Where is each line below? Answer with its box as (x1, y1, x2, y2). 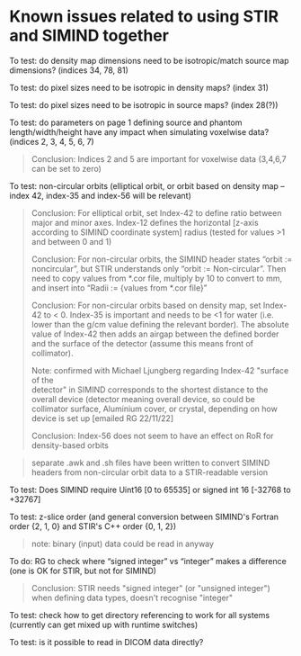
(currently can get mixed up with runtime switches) (9, 619, 199, 630)
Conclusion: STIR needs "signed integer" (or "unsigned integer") (31, 582, 271, 593)
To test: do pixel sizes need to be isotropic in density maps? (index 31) (9, 82, 270, 93)
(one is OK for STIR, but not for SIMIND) (9, 565, 157, 576)
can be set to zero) (31, 163, 102, 174)
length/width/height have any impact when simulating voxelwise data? (9, 126, 270, 137)
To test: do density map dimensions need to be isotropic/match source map (9, 55, 289, 66)
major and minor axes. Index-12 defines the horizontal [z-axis (31, 217, 259, 228)
